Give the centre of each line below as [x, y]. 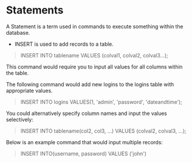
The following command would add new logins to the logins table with [90, 84]
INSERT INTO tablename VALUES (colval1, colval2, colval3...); [94, 55]
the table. [18, 73]
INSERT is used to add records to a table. [64, 44]
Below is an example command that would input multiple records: [85, 142]
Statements [35, 10]
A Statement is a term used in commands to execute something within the [95, 26]
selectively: [20, 119]
